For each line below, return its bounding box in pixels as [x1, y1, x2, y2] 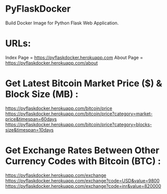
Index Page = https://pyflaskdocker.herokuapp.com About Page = [5, 54, 144, 60]
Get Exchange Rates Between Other [5, 145, 159, 156]
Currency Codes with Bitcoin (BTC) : [5, 155, 161, 167]
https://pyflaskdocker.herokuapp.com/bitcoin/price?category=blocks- [5, 121, 152, 127]
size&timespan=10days [5, 126, 54, 133]
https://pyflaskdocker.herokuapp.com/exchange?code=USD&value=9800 [5, 177, 160, 183]
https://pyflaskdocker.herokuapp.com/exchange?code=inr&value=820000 [5, 183, 161, 189]
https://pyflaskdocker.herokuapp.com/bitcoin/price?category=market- [5, 110, 153, 117]
